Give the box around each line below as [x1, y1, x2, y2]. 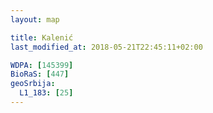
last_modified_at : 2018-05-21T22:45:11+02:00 [10, 42, 203, 52]
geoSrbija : [10, 79, 56, 89]
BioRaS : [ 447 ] [10, 69, 70, 80]
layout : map [10, 14, 60, 25]
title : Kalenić [10, 32, 74, 43]
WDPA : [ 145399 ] [10, 60, 74, 70]
